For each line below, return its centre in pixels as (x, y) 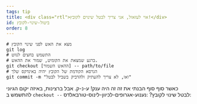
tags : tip (18, 12)
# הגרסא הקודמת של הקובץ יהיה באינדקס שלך (52, 71)
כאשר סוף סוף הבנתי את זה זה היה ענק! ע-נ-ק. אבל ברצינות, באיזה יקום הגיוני (92, 89)
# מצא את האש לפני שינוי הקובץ (39, 44)
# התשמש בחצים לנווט (28, 55)
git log (16, 50)
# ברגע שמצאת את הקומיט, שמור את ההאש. (52, 61)
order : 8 (17, 28)
